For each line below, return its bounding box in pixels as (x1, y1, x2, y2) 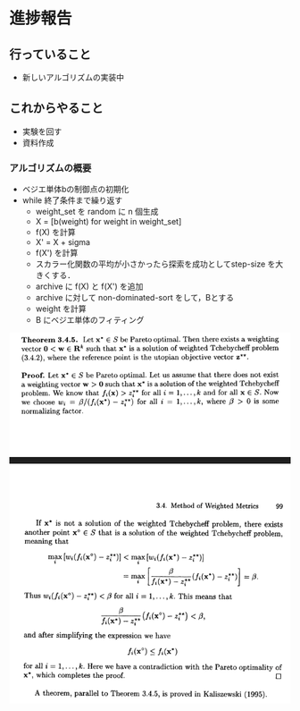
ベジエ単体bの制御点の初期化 (21, 184, 129, 195)
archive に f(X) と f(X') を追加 (35, 281, 144, 292)
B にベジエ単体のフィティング (35, 315, 145, 326)
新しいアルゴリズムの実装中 (21, 72, 125, 82)
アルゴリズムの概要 (9, 162, 92, 174)
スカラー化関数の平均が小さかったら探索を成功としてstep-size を (35, 258, 276, 269)
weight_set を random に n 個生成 (35, 207, 159, 217)
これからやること (9, 100, 104, 116)
